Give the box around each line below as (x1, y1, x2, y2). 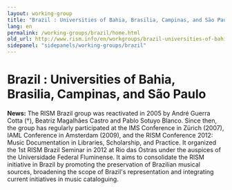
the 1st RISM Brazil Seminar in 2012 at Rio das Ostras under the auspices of (7, 145, 221, 154)
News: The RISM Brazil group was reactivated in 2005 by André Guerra (7, 109, 211, 117)
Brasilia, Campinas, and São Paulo (7, 87, 206, 102)
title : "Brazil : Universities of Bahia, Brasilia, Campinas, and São (7, 17, 215, 23)
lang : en (7, 23, 32, 30)
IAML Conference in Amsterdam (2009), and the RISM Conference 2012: (7, 131, 213, 139)
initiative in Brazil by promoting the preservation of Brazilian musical (7, 160, 200, 169)
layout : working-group (7, 10, 72, 17)
